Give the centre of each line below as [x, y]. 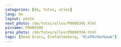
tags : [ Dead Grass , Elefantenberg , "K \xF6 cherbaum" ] [61, 37]
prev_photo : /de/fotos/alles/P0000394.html [51, 32]
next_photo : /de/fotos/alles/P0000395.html [51, 23]
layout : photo [20, 19]
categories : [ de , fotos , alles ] [39, 10]
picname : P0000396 [24, 28]
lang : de [14, 14]
